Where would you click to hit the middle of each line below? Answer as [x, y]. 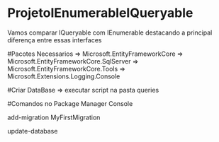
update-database [33, 131]
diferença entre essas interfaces [55, 40]
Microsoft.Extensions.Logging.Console [64, 76]
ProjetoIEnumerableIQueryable [100, 13]
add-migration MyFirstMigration [54, 117]
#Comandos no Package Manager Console [70, 103]
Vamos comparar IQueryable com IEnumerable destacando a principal [110, 32]
